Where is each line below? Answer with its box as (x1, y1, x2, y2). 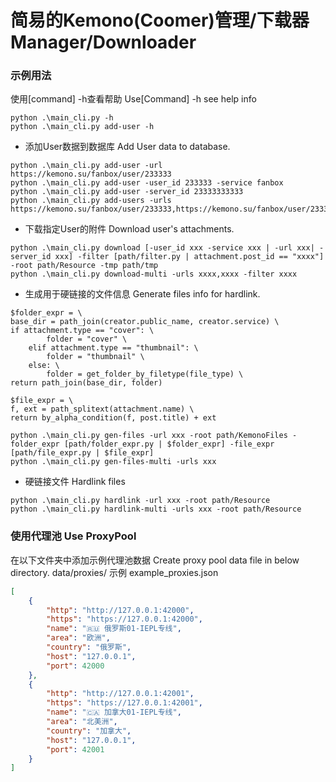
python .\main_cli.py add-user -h (10, 122, 155, 132)
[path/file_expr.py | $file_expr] (10, 448, 155, 458)
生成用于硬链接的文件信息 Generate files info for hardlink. (24, 288, 261, 300)
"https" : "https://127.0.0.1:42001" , (46, 698, 203, 708)
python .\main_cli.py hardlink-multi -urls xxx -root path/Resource (10, 504, 302, 515)
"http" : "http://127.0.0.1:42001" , (46, 689, 195, 699)
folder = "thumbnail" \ (46, 352, 145, 362)
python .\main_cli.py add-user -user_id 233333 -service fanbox (10, 178, 284, 188)
